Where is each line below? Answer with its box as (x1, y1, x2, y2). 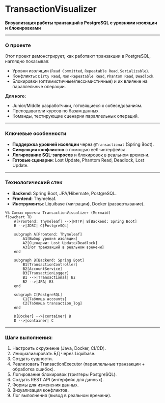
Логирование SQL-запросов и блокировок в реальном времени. (12, 152, 150, 158)
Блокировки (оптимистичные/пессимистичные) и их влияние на (12, 78, 148, 84)
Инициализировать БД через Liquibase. (12, 351, 96, 357)
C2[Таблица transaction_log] (23, 301, 82, 306)
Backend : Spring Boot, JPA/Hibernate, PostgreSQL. (12, 190, 117, 196)
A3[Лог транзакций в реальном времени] (23, 245, 105, 250)
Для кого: (5, 93, 26, 99)
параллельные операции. (12, 84, 66, 90)
